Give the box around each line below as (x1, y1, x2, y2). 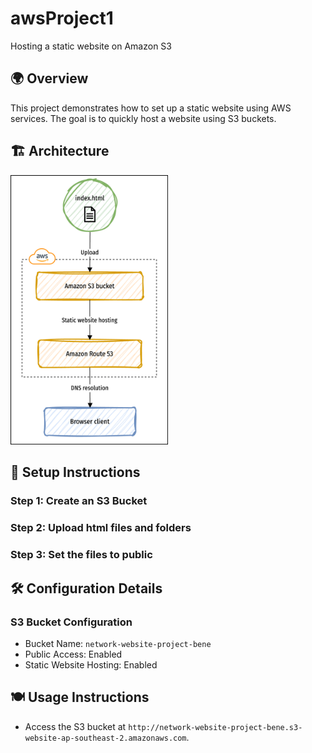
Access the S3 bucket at (24, 720, 127, 732)
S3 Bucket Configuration (10, 615, 133, 629)
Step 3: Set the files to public (10, 548, 153, 562)
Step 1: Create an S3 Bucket (10, 494, 148, 508)
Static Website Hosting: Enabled (24, 658, 158, 671)
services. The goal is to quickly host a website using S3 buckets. (10, 112, 277, 124)
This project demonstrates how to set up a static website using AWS (10, 102, 292, 114)
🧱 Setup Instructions (10, 464, 141, 481)
